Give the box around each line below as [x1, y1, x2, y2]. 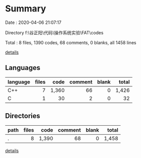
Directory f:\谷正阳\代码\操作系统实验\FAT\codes [5, 29, 104, 35]
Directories [5, 112, 41, 120]
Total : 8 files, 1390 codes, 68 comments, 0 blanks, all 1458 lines [5, 39, 137, 45]
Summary [5, 3, 46, 14]
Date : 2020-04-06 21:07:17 [5, 19, 62, 25]
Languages [5, 64, 41, 72]
